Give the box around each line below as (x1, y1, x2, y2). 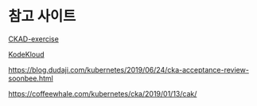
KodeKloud (8, 49, 45, 59)
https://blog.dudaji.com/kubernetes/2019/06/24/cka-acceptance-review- (8, 65, 249, 74)
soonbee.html (8, 73, 53, 83)
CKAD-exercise (8, 33, 60, 44)
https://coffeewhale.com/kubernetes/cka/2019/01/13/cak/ (8, 88, 197, 98)
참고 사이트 (8, 7, 76, 26)
